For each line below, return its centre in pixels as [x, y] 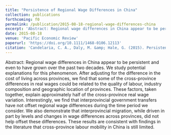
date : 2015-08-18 [24, 33]
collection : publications [33, 15]
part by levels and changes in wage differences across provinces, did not [82, 116]
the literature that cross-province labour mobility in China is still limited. [80, 127]
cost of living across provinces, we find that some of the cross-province [81, 78]
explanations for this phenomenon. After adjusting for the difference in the [83, 73]
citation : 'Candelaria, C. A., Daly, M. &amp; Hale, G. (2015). [75, 48]
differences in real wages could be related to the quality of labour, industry [83, 84]
